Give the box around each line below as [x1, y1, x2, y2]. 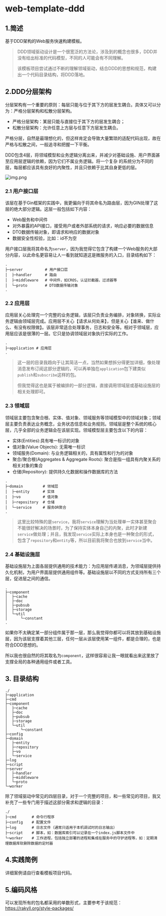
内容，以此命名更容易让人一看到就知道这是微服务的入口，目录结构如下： [9, 252, 157, 258]
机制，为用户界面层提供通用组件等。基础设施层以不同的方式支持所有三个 [13, 569, 161, 575]
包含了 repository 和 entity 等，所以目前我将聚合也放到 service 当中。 [17, 537, 155, 543]
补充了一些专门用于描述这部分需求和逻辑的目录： [5, 799, 105, 805]
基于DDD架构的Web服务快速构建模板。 [5, 38, 85, 44]
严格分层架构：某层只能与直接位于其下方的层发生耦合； [12, 118, 125, 124]
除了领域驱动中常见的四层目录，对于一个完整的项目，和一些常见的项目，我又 [5, 793, 161, 799]
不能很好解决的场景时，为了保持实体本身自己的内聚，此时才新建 [17, 525, 147, 531]
